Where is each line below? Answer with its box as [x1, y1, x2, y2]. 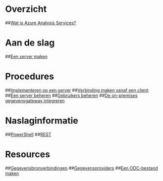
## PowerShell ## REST [5, 131, 52, 137]
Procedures [5, 71, 54, 82]
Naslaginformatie [5, 115, 78, 126]
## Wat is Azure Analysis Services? [5, 20, 76, 26]
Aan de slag [5, 37, 55, 48]
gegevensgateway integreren [5, 97, 65, 103]
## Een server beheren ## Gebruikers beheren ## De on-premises [5, 92, 138, 98]
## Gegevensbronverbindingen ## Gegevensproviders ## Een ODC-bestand [5, 165, 159, 171]
